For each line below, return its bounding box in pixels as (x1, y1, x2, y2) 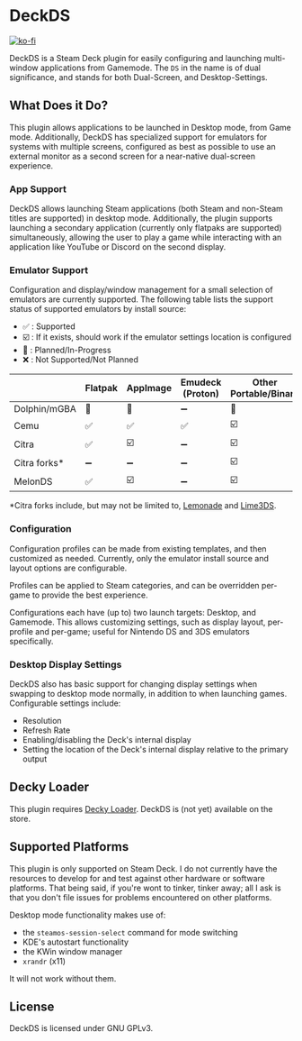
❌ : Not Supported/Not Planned (22, 354, 139, 365)
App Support (9, 182, 67, 195)
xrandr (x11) (22, 955, 66, 966)
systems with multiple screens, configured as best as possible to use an (9, 141, 276, 151)
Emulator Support (9, 263, 88, 276)
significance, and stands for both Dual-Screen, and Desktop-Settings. (9, 71, 268, 82)
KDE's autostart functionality (22, 936, 129, 947)
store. (9, 813, 31, 824)
